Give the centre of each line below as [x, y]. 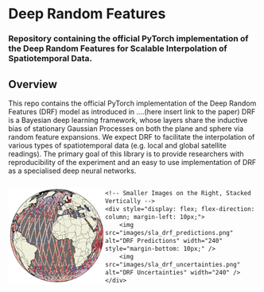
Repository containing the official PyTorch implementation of [128, 39]
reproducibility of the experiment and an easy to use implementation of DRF [132, 162]
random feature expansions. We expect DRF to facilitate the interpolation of [132, 136]
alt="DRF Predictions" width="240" [163, 240]
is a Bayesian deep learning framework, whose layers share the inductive [128, 120]
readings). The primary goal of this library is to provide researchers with [126, 154]
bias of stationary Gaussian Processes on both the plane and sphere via [126, 129]
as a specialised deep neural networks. [72, 171]
